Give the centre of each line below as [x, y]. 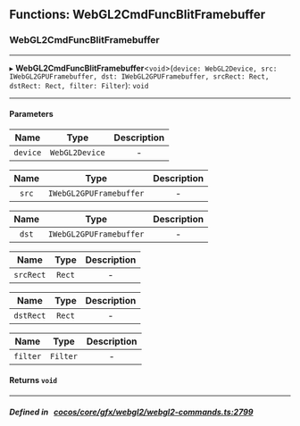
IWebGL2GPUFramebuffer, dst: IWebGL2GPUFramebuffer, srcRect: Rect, [139, 76]
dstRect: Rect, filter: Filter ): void [79, 85]
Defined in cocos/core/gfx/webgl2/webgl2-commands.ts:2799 [131, 412]
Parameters [31, 114]
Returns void [33, 380]
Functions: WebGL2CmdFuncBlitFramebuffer [137, 15]
